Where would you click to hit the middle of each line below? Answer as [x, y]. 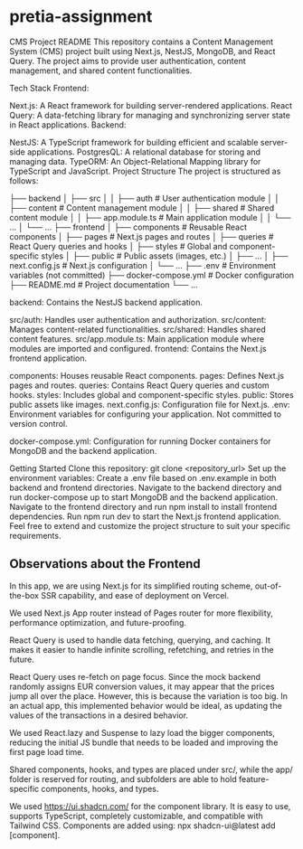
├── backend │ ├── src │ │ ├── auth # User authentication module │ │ [145, 198]
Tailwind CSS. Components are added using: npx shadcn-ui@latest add [142, 825]
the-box [24, 595]
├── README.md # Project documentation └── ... [104, 284]
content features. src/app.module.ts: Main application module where [137, 339]
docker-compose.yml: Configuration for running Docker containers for [140, 441]
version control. [38, 423]
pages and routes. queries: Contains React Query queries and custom [139, 385]
